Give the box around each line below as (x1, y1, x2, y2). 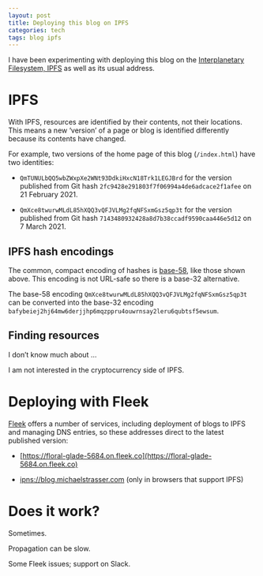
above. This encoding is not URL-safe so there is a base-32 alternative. (8, 274, 240, 283)
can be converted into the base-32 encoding (8, 297, 154, 307)
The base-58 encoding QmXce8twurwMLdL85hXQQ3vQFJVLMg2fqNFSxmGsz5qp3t (8, 290, 247, 298)
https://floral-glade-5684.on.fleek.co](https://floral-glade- (22, 451, 212, 460)
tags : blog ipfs (8, 33, 62, 42)
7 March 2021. (19, 222, 67, 231)
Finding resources (8, 329, 100, 342)
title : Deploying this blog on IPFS (8, 19, 129, 27)
